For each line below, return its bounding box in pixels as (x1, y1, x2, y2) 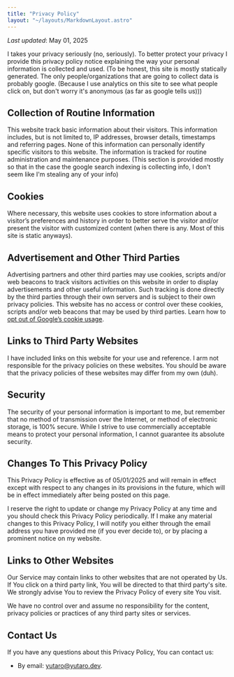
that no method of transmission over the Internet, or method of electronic (7, 414, 218, 424)
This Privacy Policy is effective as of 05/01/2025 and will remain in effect (7, 476, 217, 484)
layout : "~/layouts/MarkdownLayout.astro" (7, 17, 133, 24)
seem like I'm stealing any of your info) (7, 170, 119, 179)
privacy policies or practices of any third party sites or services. (7, 609, 191, 617)
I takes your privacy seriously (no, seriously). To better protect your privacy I (7, 50, 228, 58)
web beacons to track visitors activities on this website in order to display (7, 277, 219, 286)
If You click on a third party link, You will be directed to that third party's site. (7, 580, 228, 589)
